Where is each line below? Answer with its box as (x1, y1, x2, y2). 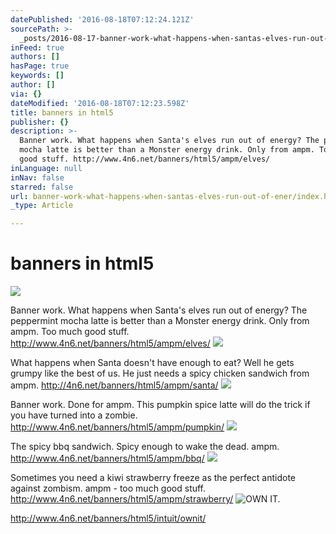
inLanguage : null (10, 163, 83, 173)
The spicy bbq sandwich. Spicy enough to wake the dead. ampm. (10, 441, 280, 453)
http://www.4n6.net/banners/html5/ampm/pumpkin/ (10, 421, 225, 433)
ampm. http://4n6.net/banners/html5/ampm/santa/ (10, 379, 219, 391)
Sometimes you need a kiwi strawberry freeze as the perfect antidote (10, 472, 297, 484)
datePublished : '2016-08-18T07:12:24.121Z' (10, 14, 195, 25)
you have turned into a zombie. (10, 409, 138, 421)
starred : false (10, 182, 74, 192)
